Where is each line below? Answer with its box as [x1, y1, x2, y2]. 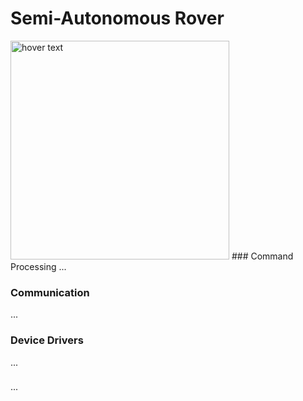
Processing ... [10, 260, 67, 272]
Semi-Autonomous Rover [10, 7, 225, 30]
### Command [231, 250, 294, 262]
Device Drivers [10, 333, 84, 347]
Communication [10, 285, 90, 299]
